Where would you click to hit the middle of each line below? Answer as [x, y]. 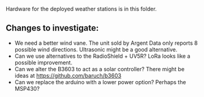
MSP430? [27, 88]
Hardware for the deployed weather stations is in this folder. [81, 9]
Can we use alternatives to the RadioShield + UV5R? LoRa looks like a [102, 56]
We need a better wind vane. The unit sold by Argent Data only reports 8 [106, 43]
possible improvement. [43, 62]
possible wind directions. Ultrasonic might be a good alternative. [96, 49]
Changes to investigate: [52, 28]
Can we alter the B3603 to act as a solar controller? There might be [100, 69]
